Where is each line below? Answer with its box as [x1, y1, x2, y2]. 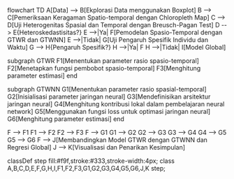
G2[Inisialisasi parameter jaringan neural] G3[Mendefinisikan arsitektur [7, 92, 211, 101]
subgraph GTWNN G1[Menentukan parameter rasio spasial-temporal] [7, 85, 207, 93]
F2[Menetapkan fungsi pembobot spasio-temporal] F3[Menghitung [7, 64, 201, 72]
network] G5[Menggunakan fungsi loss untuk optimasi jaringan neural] [7, 108, 211, 115]
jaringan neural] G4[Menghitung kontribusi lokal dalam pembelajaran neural [7, 100, 225, 108]
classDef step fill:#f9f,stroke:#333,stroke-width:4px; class [7, 157, 175, 165]
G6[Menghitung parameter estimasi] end [7, 115, 124, 123]
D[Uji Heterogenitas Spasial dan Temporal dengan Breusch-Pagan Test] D [7, 21, 220, 29]
